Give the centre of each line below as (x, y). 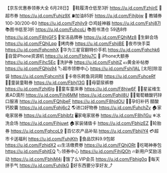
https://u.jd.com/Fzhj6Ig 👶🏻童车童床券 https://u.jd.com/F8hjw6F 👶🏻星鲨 (79, 89)
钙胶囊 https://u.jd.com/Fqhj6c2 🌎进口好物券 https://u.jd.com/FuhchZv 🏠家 (83, 107)
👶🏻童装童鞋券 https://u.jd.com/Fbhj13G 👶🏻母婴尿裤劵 (59, 82)
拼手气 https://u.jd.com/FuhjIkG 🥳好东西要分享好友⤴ (59, 165)
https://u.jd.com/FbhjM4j (36, 159)
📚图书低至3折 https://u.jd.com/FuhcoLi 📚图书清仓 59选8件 (66, 29)
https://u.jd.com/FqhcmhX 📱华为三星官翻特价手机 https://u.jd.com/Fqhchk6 (83, 50)
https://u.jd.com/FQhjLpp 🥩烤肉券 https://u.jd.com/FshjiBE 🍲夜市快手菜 (78, 43)
